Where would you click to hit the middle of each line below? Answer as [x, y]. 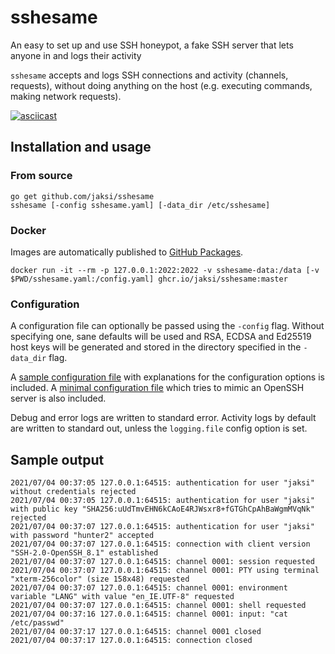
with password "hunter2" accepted [82, 536]
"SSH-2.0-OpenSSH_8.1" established [84, 553]
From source [41, 176]
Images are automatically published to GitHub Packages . [127, 252]
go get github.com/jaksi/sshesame [82, 196]
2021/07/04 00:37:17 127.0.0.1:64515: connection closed [131, 641]
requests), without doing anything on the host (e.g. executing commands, [161, 85]
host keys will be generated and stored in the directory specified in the [156, 347]
